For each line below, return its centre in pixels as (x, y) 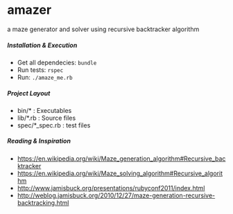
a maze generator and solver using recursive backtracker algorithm (103, 29)
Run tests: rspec (40, 70)
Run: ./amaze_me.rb (45, 77)
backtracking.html (43, 202)
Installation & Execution (42, 45)
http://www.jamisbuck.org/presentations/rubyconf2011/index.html (111, 188)
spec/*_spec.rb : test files (54, 125)
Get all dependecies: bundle (57, 62)
